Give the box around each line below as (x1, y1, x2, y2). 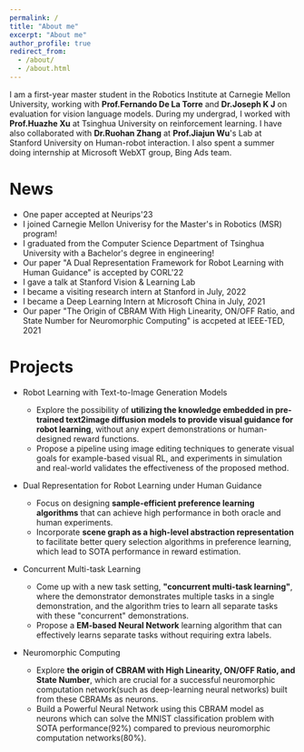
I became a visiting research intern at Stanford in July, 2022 (22, 286, 247, 296)
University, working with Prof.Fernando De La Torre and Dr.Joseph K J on (9, 98, 288, 109)
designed (35, 433, 72, 444)
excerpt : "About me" (9, 30, 88, 39)
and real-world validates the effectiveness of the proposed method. (35, 462, 289, 473)
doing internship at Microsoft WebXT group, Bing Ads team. (9, 146, 232, 157)
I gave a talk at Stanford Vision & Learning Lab (22, 276, 196, 287)
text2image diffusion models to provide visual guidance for (65, 414, 294, 425)
